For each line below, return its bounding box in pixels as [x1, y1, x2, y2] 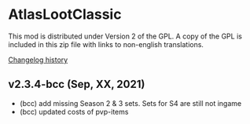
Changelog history [8, 55, 68, 64]
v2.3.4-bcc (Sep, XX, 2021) [8, 78, 145, 91]
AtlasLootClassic [8, 5, 122, 24]
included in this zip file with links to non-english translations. [8, 39, 204, 49]
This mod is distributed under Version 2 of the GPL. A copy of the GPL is [8, 31, 242, 41]
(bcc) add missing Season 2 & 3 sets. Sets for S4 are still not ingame [19, 98, 242, 108]
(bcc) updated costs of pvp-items [19, 107, 129, 116]
